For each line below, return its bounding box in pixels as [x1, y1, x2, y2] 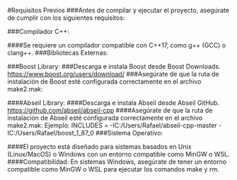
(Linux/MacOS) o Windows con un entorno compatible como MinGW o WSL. [7, 150, 230, 158]
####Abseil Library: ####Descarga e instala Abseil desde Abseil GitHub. [7, 99, 220, 107]
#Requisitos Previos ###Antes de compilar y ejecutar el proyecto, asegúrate [7, 6, 230, 14]
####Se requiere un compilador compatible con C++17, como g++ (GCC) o [7, 41, 226, 49]
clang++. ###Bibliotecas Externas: [7, 49, 108, 57]
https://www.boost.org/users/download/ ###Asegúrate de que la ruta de [7, 70, 219, 78]
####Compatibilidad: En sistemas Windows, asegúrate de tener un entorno [7, 157, 227, 166]
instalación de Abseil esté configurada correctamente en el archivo [7, 113, 203, 122]
